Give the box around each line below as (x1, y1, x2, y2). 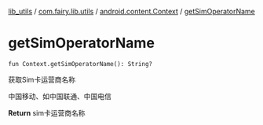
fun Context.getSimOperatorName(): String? (8, 60, 153, 68)
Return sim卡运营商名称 (8, 108, 86, 117)
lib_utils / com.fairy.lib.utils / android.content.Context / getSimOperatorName (8, 7, 255, 16)
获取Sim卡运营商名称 (8, 75, 76, 84)
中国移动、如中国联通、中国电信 (8, 91, 111, 101)
